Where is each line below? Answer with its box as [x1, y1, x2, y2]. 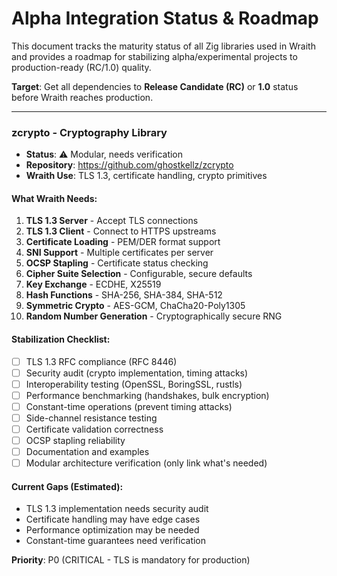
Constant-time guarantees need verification [25, 535, 207, 547]
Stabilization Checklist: [11, 333, 111, 346]
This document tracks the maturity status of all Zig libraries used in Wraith [11, 40, 316, 52]
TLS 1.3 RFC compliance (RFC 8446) [25, 355, 178, 367]
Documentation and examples [25, 446, 150, 458]
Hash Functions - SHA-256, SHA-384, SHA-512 [25, 289, 223, 301]
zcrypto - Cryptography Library [11, 125, 168, 139]
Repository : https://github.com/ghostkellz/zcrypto [25, 159, 234, 171]
